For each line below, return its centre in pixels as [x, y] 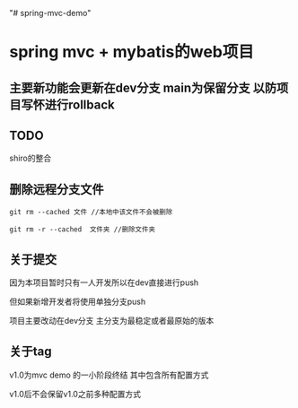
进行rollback [79, 104]
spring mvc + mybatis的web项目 [131, 52]
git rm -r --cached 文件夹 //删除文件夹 [82, 230]
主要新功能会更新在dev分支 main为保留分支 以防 [143, 87]
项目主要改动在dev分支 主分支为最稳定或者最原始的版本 [112, 321]
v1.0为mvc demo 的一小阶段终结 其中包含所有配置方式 [109, 375]
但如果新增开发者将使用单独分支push [78, 302]
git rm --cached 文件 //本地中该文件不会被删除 [91, 213]
